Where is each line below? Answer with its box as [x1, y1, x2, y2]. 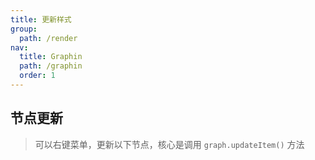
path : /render [19, 33, 78, 43]
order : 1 [19, 71, 56, 81]
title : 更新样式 [10, 14, 72, 25]
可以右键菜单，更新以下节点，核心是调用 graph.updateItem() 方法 [34, 138, 305, 150]
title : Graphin [19, 52, 83, 62]
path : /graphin [19, 61, 83, 71]
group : [10, 24, 38, 34]
